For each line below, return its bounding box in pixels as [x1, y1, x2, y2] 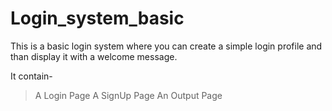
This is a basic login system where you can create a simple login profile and [10, 40, 323, 52]
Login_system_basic [10, 7, 185, 30]
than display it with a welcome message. [10, 50, 178, 62]
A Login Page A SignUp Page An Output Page [34, 89, 223, 101]
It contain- [10, 70, 53, 82]
